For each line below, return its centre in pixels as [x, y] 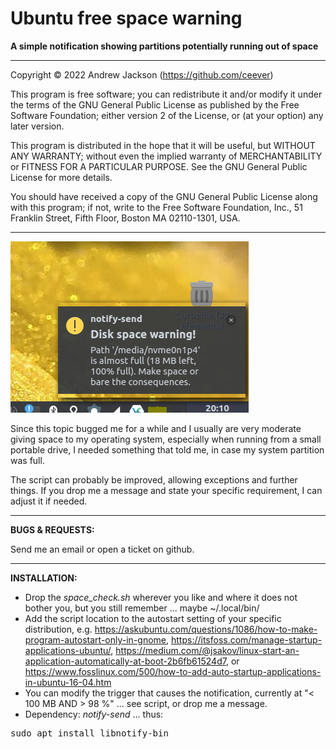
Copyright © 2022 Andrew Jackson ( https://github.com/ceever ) [142, 74]
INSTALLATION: [44, 578]
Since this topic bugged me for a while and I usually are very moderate [156, 428]
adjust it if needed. [49, 501]
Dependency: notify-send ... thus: [94, 714]
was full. [27, 460]
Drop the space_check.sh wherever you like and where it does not [161, 597]
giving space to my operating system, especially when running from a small [166, 439]
